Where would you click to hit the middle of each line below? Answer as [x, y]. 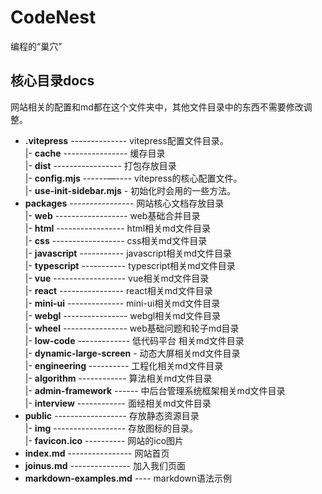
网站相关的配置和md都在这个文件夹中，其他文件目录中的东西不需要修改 [157, 107]
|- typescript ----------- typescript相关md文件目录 [130, 265]
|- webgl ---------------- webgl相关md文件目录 [123, 315]
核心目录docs [52, 81]
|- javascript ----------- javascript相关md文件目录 [128, 253]
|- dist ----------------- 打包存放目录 [100, 165]
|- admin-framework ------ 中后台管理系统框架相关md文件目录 [155, 390]
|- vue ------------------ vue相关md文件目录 [117, 278]
